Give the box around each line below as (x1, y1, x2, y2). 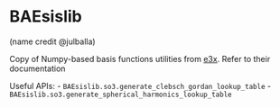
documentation (9, 63, 66, 74)
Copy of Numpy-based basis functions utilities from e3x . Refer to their (9, 53, 271, 64)
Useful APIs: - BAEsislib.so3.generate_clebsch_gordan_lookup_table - (9, 80, 272, 91)
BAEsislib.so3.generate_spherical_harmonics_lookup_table (9, 90, 232, 99)
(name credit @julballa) (9, 36, 97, 47)
